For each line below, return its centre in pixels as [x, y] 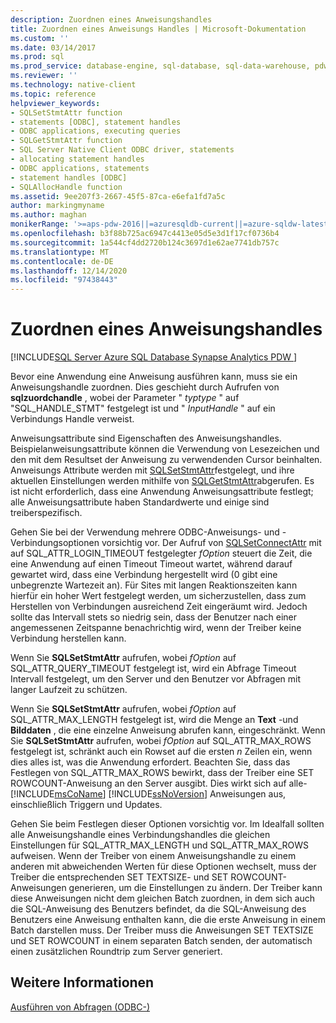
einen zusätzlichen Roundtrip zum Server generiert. [116, 952]
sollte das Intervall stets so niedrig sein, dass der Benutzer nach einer [154, 617]
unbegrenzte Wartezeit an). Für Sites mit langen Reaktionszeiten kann [154, 585]
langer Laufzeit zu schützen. [69, 690]
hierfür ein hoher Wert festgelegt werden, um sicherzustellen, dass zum [158, 596]
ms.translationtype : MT [60, 252]
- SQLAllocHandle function [66, 187]
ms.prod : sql [37, 57]
